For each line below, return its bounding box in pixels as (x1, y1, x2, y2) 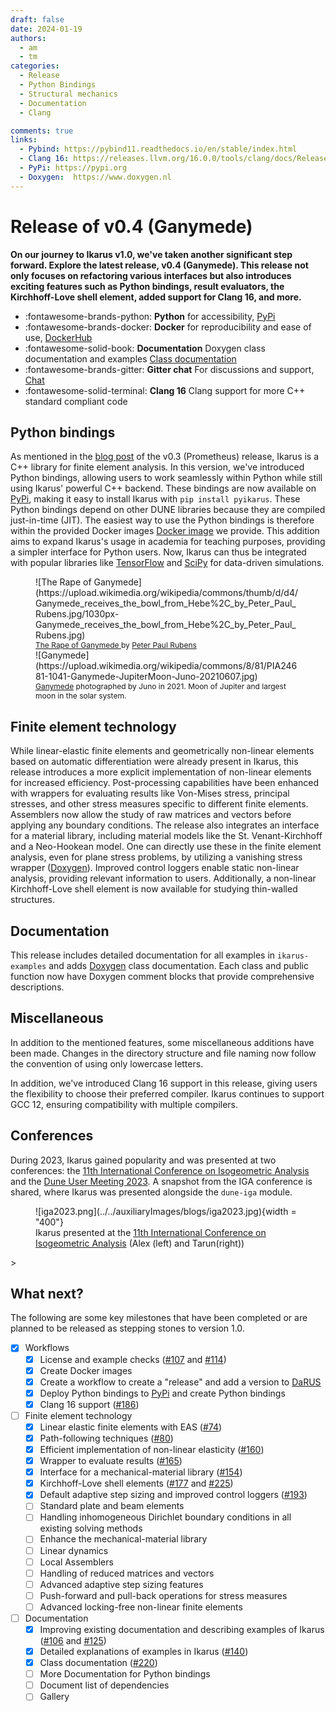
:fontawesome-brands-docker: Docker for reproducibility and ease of (24, 321, 312, 333)
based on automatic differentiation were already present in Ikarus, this (10, 756, 299, 768)
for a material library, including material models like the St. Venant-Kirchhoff (10, 830, 323, 842)
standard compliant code (24, 395, 128, 407)
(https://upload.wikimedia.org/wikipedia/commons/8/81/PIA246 (35, 660, 298, 672)
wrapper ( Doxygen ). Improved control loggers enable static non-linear (10, 862, 300, 874)
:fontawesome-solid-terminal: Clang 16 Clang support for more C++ (24, 384, 306, 396)
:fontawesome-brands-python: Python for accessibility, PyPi (24, 310, 276, 322)
